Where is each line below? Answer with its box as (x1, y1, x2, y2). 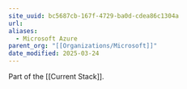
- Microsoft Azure (15, 34, 79, 43)
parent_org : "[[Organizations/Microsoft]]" (8, 42, 158, 50)
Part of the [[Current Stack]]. (8, 72, 104, 81)
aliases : (8, 27, 38, 35)
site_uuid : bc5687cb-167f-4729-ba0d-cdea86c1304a (8, 11, 180, 20)
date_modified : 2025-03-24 (8, 49, 100, 57)
